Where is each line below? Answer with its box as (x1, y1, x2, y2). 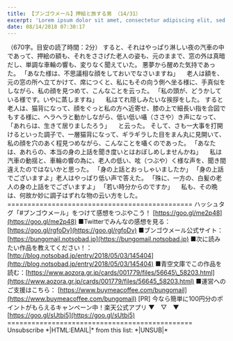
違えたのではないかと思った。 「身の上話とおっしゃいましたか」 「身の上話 (7, 165, 224, 174)
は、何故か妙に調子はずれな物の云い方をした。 (7, 191, 141, 199)
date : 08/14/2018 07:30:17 (7, 23, 86, 30)
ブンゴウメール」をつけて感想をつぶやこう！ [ (23, 209, 155, 217)
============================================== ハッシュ (7, 200, 219, 209)
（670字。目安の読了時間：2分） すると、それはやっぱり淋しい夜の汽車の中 (7, 43, 225, 52)
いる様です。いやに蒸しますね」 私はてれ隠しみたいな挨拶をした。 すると (7, 96, 224, 104)
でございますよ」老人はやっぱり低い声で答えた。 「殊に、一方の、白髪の (7, 174, 216, 182)
